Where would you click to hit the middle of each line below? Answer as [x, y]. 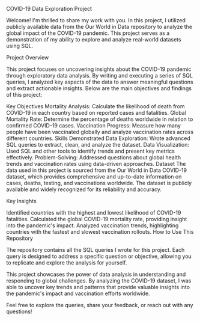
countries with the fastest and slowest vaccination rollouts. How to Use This [100, 232]
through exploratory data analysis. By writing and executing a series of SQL [100, 75]
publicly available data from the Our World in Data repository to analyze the [99, 27]
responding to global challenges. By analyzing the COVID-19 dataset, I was [99, 281]
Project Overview [28, 57]
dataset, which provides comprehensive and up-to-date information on [94, 176]
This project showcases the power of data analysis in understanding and [96, 274]
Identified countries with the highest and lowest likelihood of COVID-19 [94, 212]
